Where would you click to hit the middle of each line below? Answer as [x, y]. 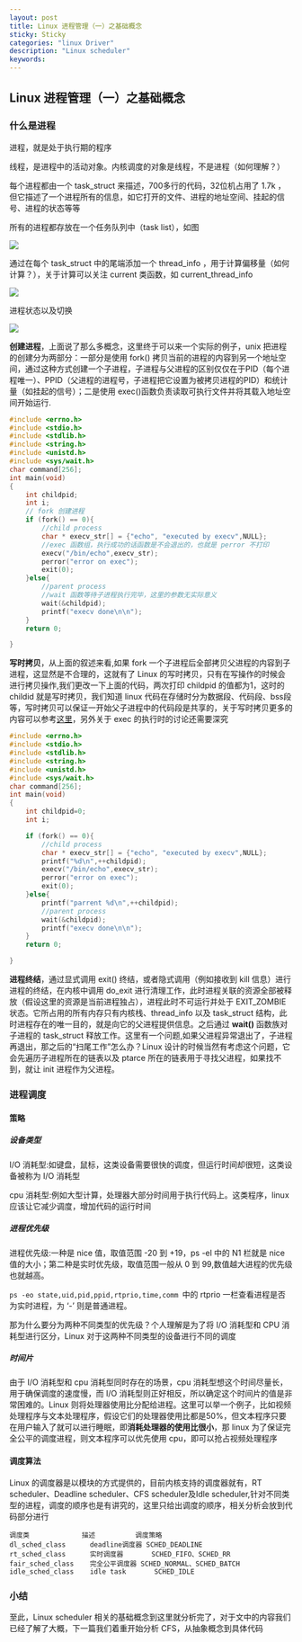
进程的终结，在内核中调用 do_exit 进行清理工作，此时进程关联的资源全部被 [147, 991]
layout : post [34, 18]
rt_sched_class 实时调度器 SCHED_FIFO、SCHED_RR [120, 1554]
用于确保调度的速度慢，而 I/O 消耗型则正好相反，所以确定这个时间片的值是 [147, 1394]
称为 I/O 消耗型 [53, 1175]
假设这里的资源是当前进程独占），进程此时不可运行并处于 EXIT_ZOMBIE [155, 1002]
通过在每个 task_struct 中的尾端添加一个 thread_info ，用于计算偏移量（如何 [150, 263]
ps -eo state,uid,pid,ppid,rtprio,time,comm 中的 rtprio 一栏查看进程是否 [147, 1294]
